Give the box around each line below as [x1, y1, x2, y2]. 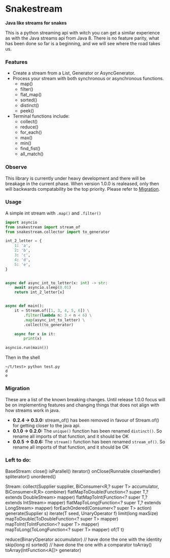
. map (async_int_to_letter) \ [23, 318, 85, 323]
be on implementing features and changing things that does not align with [5, 402, 160, 408]
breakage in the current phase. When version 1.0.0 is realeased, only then [5, 181, 159, 187]
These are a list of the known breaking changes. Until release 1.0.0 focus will [5, 396, 165, 402]
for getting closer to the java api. [12, 422, 81, 429]
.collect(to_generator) [23, 322, 74, 327]
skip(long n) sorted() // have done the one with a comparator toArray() [5, 541, 152, 548]
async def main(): [5, 303, 44, 308]
